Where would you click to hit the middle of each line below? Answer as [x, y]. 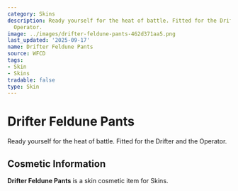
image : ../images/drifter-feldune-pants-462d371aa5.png [91, 34]
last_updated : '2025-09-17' [49, 40]
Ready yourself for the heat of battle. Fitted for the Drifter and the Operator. [117, 141]
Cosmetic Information [57, 164]
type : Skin [23, 87]
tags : [15, 60]
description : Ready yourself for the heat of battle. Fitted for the [112, 21]
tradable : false [31, 80]
